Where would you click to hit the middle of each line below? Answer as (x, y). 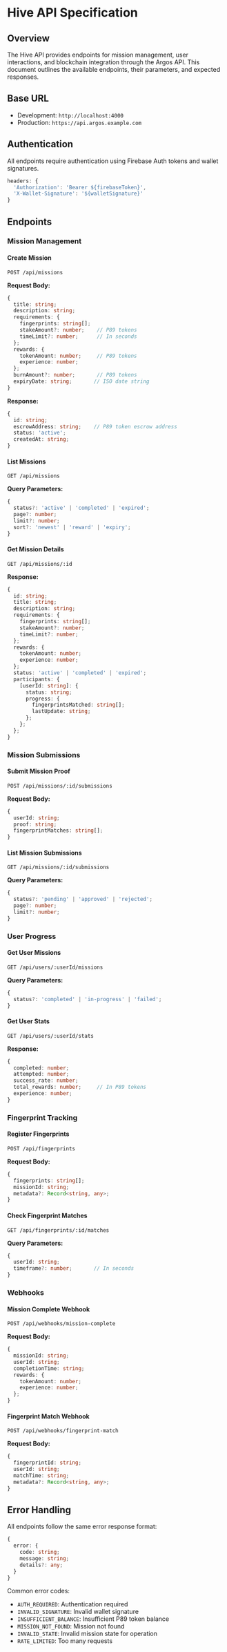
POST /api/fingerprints (41, 1148)
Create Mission (29, 258)
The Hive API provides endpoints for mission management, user (98, 55)
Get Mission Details (36, 549)
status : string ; (49, 692)
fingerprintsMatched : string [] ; (79, 705)
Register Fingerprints (38, 1134)
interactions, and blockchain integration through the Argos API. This (103, 62)
